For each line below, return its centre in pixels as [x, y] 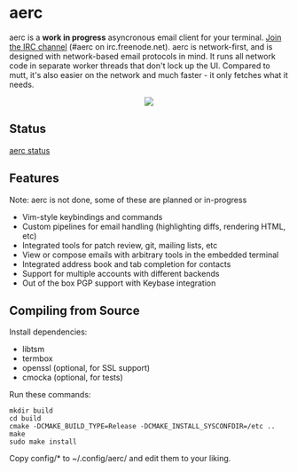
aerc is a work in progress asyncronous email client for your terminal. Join [145, 37]
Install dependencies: [48, 332]
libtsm [33, 350]
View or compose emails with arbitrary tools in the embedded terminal [150, 255]
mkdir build [31, 411]
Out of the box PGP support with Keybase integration [119, 283]
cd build [25, 419]
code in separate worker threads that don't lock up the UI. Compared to [140, 66]
